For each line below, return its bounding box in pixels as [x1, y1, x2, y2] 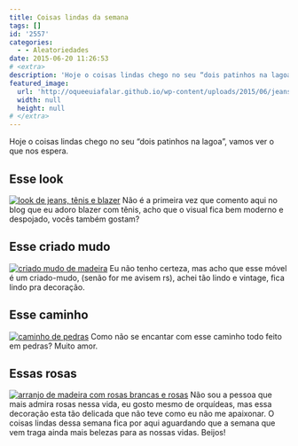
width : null [17, 95, 62, 105]
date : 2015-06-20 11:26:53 [9, 54, 109, 63]
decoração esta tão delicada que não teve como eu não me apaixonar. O [9, 409, 275, 419]
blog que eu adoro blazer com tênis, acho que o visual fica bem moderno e [9, 204, 284, 215]
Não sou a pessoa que [190, 389, 272, 400]
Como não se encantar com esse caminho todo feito [90, 331, 282, 341]
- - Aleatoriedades [17, 46, 90, 55]
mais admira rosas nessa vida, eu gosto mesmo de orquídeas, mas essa [9, 399, 272, 410]
